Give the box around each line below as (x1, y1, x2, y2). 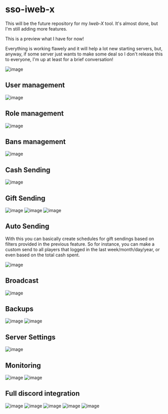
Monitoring (5, 361, 41, 370)
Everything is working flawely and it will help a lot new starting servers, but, (5, 45, 163, 51)
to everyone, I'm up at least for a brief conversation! (5, 56, 114, 62)
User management (5, 81, 65, 90)
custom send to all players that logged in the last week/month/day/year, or (5, 246, 160, 252)
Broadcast (5, 276, 39, 285)
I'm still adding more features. (5, 25, 67, 32)
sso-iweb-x (5, 4, 55, 15)
